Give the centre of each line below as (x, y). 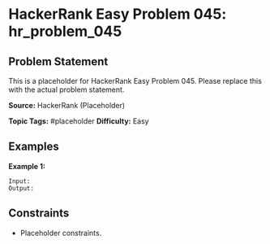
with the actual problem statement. (66, 89)
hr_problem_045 (65, 31)
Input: (19, 181)
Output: (21, 188)
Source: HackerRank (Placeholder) (67, 105)
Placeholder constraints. (61, 233)
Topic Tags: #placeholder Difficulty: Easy (79, 121)
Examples (34, 147)
